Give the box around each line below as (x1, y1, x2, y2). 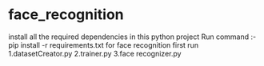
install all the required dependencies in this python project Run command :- (8, 32, 257, 41)
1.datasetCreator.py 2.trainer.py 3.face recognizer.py (8, 49, 182, 58)
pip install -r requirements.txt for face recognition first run (8, 40, 198, 49)
